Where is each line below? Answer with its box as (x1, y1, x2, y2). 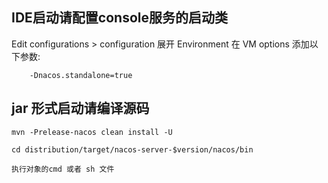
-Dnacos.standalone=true (29, 70, 133, 80)
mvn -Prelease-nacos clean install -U (11, 127, 173, 137)
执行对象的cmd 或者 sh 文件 (11, 164, 115, 174)
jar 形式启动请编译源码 (11, 100, 150, 117)
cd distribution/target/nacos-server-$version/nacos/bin (11, 144, 254, 155)
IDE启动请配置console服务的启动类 (11, 9, 228, 27)
